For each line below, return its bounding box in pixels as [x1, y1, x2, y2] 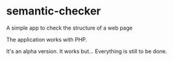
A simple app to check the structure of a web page [6, 24, 133, 31]
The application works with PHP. [6, 36, 88, 43]
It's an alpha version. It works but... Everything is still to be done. [6, 47, 168, 55]
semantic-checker [6, 4, 101, 18]
